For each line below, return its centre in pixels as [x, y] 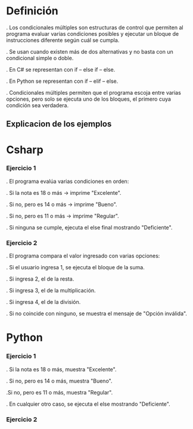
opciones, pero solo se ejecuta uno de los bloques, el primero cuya [89, 99]
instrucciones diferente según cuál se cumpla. [63, 40]
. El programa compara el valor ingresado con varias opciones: [83, 256]
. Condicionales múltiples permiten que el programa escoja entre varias [94, 92]
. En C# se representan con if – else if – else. [61, 69]
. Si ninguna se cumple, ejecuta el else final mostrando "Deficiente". [89, 227]
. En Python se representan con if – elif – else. [62, 81]
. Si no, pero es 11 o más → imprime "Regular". [63, 216]
